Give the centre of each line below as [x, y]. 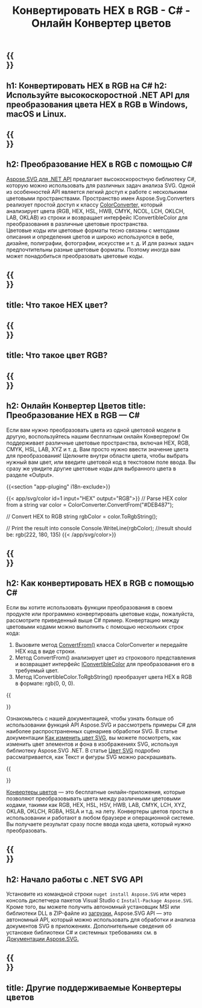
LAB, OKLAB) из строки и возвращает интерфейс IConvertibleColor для [97, 217]
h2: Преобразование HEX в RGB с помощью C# [99, 165]
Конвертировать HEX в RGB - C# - [101, 11]
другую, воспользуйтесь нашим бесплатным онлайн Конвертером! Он [98, 436]
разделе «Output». [30, 475]
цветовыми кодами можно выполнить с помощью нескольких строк [95, 626]
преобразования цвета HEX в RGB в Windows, [97, 104]
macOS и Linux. [36, 114]
